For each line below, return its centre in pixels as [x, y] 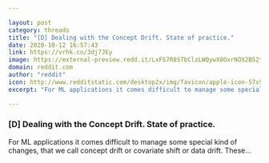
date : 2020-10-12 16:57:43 [53, 45]
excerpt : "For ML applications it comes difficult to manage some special [136, 89]
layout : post [30, 22]
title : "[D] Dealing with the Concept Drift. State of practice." [121, 38]
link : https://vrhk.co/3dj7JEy [60, 53]
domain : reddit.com [41, 68]
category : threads [39, 30]
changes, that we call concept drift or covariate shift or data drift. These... [130, 150]
